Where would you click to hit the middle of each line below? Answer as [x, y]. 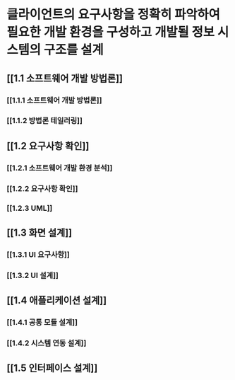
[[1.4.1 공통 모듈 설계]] [42, 323]
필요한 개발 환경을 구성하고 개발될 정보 [111, 32]
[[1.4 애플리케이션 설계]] [57, 300]
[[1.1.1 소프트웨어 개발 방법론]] [54, 100]
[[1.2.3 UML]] [30, 208]
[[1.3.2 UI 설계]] [33, 275]
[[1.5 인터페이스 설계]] [52, 368]
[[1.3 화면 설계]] [40, 232]
